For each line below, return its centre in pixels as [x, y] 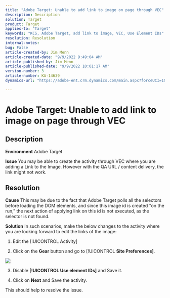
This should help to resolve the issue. [44, 290]
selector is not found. [27, 216]
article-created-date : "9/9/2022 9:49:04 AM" [54, 57]
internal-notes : [22, 43]
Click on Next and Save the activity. [50, 280]
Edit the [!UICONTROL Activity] [45, 241]
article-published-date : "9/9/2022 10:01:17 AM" [57, 66]
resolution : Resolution [30, 38]
